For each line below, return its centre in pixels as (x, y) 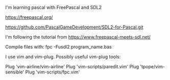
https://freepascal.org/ (29, 17)
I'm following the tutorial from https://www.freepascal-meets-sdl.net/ (78, 37)
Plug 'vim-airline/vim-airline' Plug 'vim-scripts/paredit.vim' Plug (72, 66)
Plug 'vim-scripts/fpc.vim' (53, 72)
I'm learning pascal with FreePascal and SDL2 (54, 7)
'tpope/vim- (152, 66)
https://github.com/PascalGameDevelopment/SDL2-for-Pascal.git (75, 27)
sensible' (15, 72)
